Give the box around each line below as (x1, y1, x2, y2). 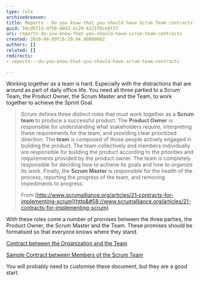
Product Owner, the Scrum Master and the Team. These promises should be (6, 222, 193, 229)
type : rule (6, 8, 33, 15)
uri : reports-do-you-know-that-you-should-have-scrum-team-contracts (6, 31, 183, 37)
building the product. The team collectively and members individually (20, 142, 190, 149)
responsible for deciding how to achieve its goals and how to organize (20, 161, 193, 168)
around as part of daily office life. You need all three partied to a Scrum (6, 86, 180, 93)
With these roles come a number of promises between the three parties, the (6, 215, 192, 223)
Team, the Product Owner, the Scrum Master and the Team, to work (6, 93, 172, 100)
